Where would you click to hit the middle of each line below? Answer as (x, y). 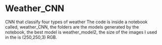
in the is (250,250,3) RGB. (31, 37)
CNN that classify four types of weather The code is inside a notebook (76, 22)
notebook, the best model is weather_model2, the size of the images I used (81, 32)
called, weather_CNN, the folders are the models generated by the (72, 27)
